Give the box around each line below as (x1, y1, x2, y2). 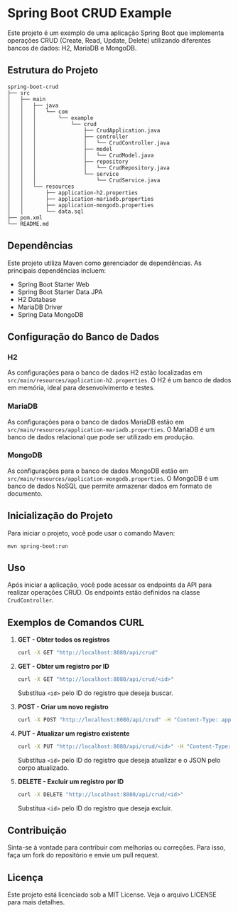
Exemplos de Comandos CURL (7, 616, 144, 628)
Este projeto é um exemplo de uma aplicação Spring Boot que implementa (7, 28, 225, 37)
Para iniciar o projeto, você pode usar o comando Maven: (7, 528, 175, 537)
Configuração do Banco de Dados (7, 330, 160, 343)
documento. (7, 489, 43, 498)
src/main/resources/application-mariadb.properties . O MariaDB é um (7, 425, 215, 434)
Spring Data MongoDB (17, 310, 84, 318)
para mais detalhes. (7, 898, 65, 907)
